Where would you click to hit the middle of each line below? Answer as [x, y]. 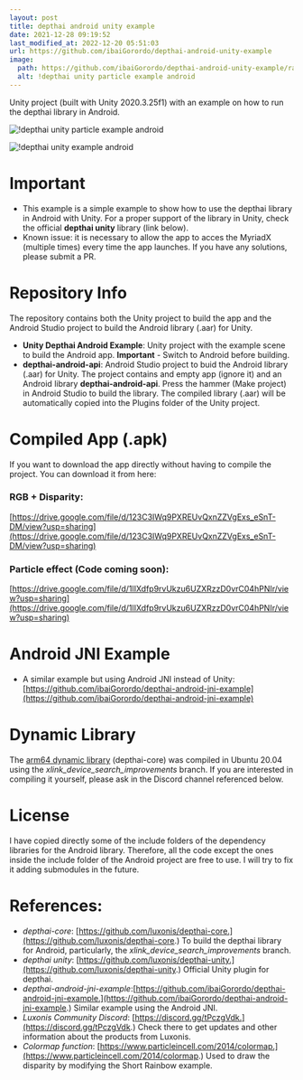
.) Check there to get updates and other [204, 1027]
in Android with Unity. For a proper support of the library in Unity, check [156, 218]
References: [56, 906]
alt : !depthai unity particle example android [106, 77]
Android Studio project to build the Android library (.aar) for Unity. [131, 327]
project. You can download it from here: [83, 474]
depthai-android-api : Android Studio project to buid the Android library [155, 364]
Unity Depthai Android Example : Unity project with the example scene [154, 345]
